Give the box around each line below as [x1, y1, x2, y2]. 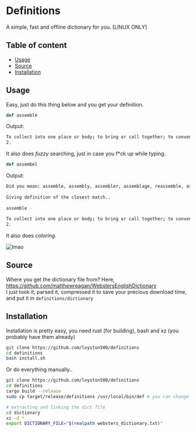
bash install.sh [6, 355, 45, 361]
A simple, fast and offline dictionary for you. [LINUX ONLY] [6, 23, 148, 30]
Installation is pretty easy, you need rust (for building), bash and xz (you [6, 327, 179, 334]
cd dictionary [6, 410, 41, 416]
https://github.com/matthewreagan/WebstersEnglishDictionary [6, 282, 157, 289]
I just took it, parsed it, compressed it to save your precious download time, [6, 288, 187, 295]
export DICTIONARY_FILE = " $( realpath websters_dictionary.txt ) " [6, 420, 163, 427]
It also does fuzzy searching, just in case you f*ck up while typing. [6, 150, 166, 157]
